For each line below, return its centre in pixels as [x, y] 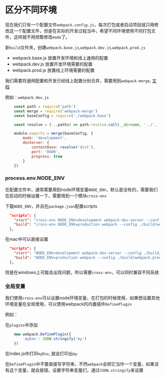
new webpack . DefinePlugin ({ [42, 334]
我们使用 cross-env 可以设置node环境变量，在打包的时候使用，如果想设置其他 [82, 298]
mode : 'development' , [45, 138]
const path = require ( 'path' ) [45, 106]
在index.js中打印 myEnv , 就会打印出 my [41, 353]
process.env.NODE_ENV [35, 178]
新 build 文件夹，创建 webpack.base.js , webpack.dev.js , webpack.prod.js [75, 47]
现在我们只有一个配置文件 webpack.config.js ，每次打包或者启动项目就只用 [80, 25]
